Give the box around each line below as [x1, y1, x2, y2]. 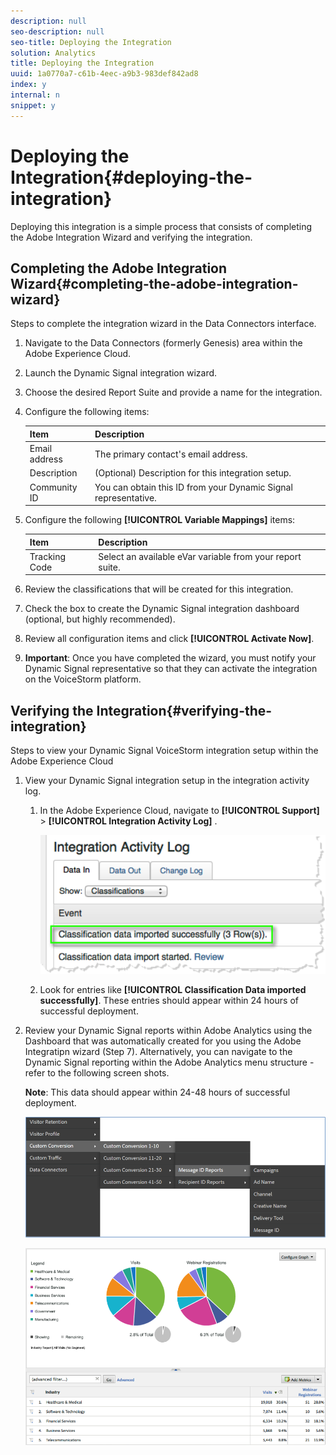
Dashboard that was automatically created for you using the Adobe [24, 1035, 302, 1047]
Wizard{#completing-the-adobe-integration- [10, 275, 299, 292]
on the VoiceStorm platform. [24, 673, 142, 685]
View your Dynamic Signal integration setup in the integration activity [24, 775, 310, 787]
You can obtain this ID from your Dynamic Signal [94, 481, 293, 493]
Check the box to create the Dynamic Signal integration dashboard [24, 603, 300, 615]
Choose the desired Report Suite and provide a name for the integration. [24, 386, 323, 399]
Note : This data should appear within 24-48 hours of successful [24, 1086, 291, 1099]
